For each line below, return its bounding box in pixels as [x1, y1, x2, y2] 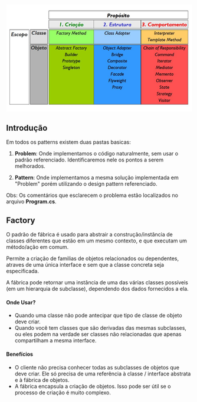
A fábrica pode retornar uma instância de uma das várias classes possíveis [6, 279, 189, 286]
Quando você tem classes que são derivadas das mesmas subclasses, [14, 325, 187, 332]
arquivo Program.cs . [6, 198, 57, 205]
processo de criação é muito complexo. [14, 389, 111, 396]
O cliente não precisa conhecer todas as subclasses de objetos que [14, 364, 180, 371]
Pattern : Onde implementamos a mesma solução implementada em [14, 174, 179, 181]
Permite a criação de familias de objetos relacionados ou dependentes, [6, 255, 179, 262]
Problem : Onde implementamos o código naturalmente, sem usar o [14, 150, 179, 157]
